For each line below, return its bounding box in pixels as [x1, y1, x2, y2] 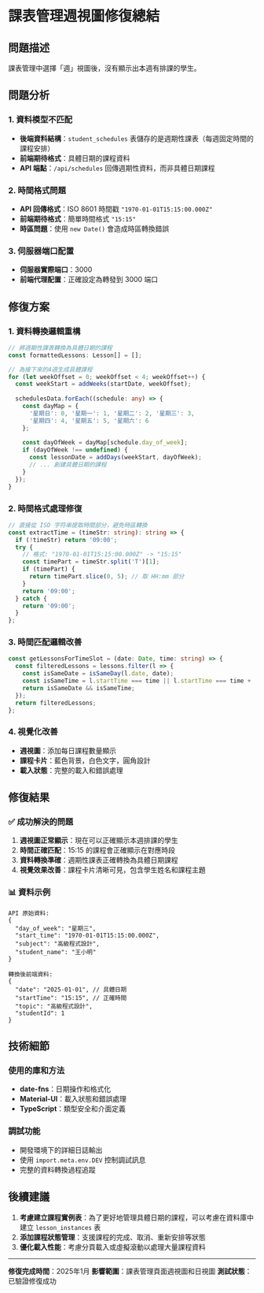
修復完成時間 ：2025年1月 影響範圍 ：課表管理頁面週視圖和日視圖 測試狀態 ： [8, 1266, 252, 1276]
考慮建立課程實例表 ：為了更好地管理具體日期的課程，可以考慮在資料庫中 [19, 1213, 254, 1222]
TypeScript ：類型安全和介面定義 [19, 1104, 126, 1113]
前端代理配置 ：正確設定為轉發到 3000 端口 [19, 275, 159, 284]
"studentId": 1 [15, 1009, 65, 1017]
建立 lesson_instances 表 [19, 1222, 101, 1232]
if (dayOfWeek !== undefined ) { [22, 446, 128, 454]
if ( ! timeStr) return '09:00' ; [15, 536, 118, 544]
